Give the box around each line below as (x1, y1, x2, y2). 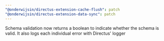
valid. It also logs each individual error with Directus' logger (5, 30, 126, 36)
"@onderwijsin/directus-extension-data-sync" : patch (5, 12, 116, 17)
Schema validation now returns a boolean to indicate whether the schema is (5, 25, 159, 31)
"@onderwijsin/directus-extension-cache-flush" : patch (5, 7, 120, 12)
